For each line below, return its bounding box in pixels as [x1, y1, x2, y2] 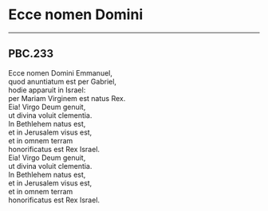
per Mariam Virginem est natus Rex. [8, 93, 126, 103]
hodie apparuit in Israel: [8, 85, 86, 95]
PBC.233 [8, 47, 54, 61]
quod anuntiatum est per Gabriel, [8, 76, 117, 86]
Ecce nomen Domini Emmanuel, [8, 68, 113, 77]
